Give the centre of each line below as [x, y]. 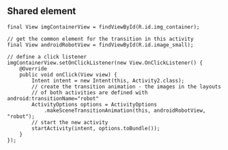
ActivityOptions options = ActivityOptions [94, 104]
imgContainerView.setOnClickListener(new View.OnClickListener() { [105, 63]
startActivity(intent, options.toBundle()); [96, 128]
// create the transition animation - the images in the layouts [127, 87]
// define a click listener [47, 57]
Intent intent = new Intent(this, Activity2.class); [108, 80]
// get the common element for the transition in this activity [100, 39]
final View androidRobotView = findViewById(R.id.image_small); [100, 45]
